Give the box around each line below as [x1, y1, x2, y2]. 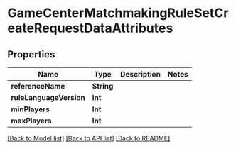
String [92, 82, 114, 91]
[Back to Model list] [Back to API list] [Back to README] [7, 134, 171, 143]
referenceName [11, 82, 65, 91]
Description [120, 70, 161, 79]
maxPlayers [11, 116, 52, 126]
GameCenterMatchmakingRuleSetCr [7, 5, 229, 21]
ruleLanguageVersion [11, 93, 85, 102]
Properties [7, 48, 55, 60]
